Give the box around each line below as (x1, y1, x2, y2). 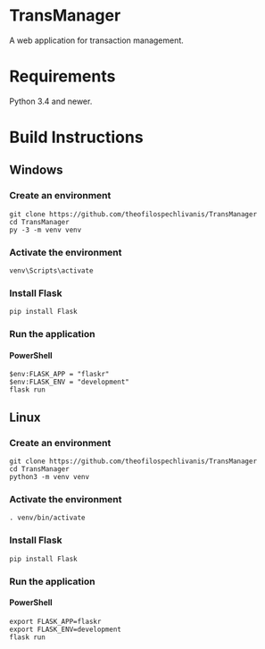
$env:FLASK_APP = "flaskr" (9, 370, 110, 379)
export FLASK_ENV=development (9, 625, 122, 634)
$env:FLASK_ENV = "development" (9, 377, 129, 387)
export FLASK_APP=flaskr (9, 617, 102, 626)
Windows (9, 163, 63, 178)
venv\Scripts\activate (9, 266, 94, 275)
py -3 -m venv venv (9, 225, 82, 234)
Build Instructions (9, 127, 145, 147)
